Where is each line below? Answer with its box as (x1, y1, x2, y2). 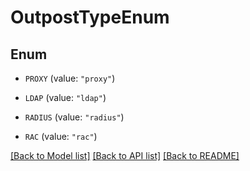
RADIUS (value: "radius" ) (24, 111, 125, 123)
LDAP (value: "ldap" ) (24, 92, 107, 103)
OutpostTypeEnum (10, 6, 170, 29)
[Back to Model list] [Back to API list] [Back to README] (10, 150, 240, 161)
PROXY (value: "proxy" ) (24, 72, 116, 84)
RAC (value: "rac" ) (24, 131, 98, 142)
